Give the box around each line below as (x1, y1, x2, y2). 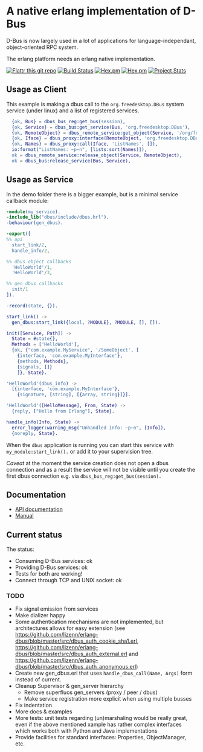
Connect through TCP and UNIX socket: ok (14, 577, 122, 584)
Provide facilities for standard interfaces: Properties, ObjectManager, (14, 734, 187, 741)
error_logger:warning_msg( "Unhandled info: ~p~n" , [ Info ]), (11, 425, 166, 431)
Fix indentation (14, 702, 53, 709)
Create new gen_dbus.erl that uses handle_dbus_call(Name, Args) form (14, 669, 193, 677)
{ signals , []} (17, 364, 53, 370)
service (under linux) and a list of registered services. (6, 107, 140, 114)
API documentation (14, 506, 63, 513)
